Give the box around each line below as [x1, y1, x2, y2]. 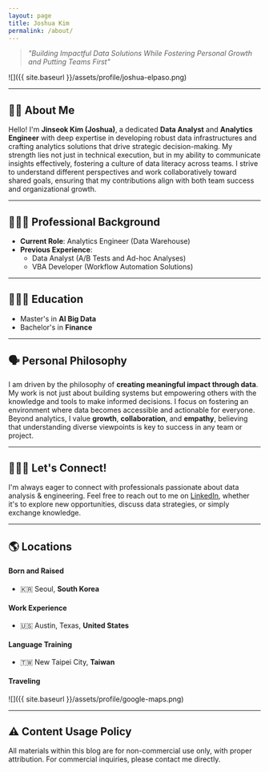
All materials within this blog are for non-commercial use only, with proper [8, 746, 252, 756]
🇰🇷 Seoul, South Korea [19, 584, 100, 594]
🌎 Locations [8, 540, 72, 553]
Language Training [8, 639, 73, 649]
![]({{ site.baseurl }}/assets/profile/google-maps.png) [8, 694, 184, 704]
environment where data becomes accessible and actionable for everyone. [8, 405, 255, 414]
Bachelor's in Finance [19, 322, 93, 332]
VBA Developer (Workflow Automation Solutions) [31, 262, 194, 271]
